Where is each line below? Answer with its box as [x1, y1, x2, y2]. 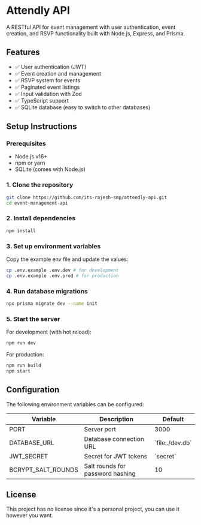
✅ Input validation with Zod [14, 90, 82, 97]
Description [99, 415, 133, 423]
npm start [6, 368, 31, 374]
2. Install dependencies [6, 214, 76, 223]
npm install [6, 227, 36, 234]
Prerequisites [6, 139, 46, 148]
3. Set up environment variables [6, 242, 101, 250]
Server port [84, 425, 117, 433]
